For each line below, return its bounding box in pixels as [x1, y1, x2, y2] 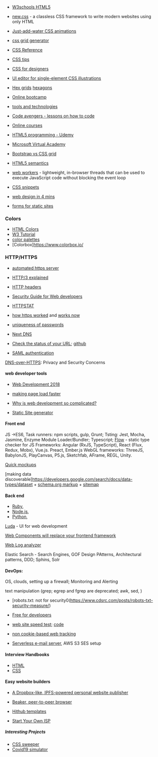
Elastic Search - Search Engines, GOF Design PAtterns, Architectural [5, 552, 142, 557]
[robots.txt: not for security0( [12, 597, 71, 603]
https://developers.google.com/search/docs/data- [32, 477, 133, 482]
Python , [12, 514, 28, 520]
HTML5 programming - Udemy [12, 132, 74, 138]
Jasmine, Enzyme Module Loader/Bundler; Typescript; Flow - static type [5, 437, 150, 443]
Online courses [12, 123, 43, 128]
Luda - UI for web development [5, 523, 68, 529]
